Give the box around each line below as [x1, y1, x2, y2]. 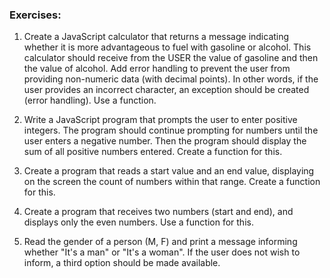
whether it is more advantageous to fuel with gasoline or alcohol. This [23, 41, 312, 53]
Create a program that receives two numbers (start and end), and [23, 206, 294, 218]
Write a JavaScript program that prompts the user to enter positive [23, 114, 298, 126]
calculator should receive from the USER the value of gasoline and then [23, 52, 319, 64]
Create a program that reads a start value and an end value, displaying [23, 165, 315, 177]
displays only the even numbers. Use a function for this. [23, 216, 254, 228]
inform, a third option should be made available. [23, 257, 221, 269]
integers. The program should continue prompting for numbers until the [23, 124, 319, 137]
